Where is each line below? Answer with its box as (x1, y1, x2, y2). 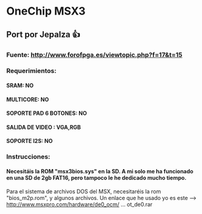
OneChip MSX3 (6, 4, 86, 18)
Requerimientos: (6, 67, 57, 75)
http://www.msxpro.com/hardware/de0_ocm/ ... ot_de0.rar (6, 201, 153, 208)
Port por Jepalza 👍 (6, 29, 80, 40)
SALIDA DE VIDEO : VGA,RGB (6, 123, 81, 131)
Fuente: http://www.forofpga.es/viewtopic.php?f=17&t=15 (6, 50, 183, 59)
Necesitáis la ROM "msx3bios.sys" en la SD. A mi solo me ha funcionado (6, 167, 193, 174)
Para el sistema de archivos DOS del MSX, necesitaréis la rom (6, 187, 161, 195)
